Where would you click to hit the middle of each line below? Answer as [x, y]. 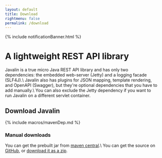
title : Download [21, 14]
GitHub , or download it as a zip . [36, 151]
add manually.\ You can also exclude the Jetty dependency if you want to [78, 91]
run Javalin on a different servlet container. [48, 95]
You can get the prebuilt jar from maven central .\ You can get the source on [80, 145]
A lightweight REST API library [67, 56]
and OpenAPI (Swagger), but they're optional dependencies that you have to [81, 85]
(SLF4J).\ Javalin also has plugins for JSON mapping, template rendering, [79, 80]
